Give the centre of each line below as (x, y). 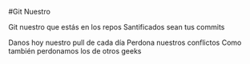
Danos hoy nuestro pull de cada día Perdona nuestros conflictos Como (125, 42)
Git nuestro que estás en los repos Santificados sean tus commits (117, 27)
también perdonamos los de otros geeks (75, 51)
